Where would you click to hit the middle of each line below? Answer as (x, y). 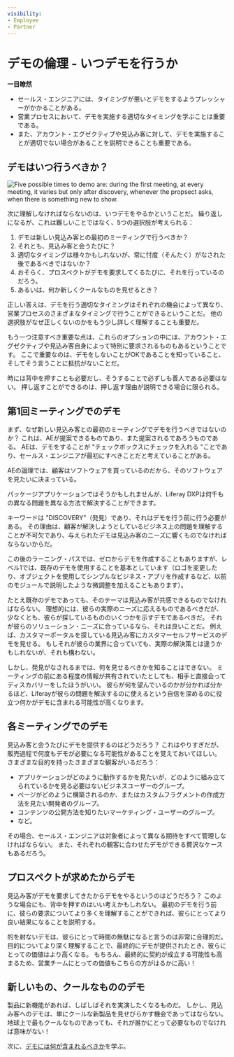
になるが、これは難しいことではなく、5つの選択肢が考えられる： (101, 223)
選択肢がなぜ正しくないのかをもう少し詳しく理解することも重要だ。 (105, 322)
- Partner (22, 27)
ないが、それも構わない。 (62, 652)
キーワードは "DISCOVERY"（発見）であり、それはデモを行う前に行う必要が (117, 517)
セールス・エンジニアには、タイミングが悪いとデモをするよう (106, 99)
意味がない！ (31, 1031)
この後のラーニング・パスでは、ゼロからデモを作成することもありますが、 (114, 559)
